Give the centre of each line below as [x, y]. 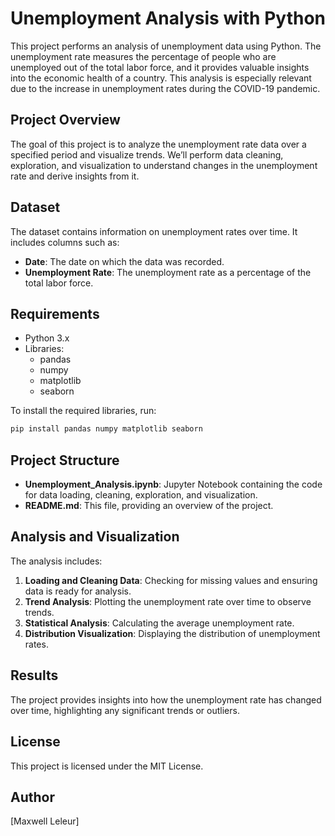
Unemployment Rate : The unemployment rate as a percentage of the [168, 272]
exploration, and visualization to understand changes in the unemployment [164, 165]
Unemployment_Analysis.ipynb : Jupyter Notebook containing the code [173, 484]
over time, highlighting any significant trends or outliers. [125, 710]
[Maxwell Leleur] [45, 821]
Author [32, 797]
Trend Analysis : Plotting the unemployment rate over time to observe [168, 601]
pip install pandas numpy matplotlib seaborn [106, 429]
